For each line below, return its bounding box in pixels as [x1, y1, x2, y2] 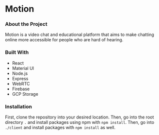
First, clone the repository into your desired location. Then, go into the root [5, 114, 154, 120]
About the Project [5, 21, 48, 28]
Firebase [12, 86, 30, 92]
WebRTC [12, 81, 30, 86]
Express [12, 75, 29, 81]
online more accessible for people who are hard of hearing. [5, 37, 124, 43]
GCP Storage [12, 91, 39, 97]
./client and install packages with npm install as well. [5, 125, 116, 131]
